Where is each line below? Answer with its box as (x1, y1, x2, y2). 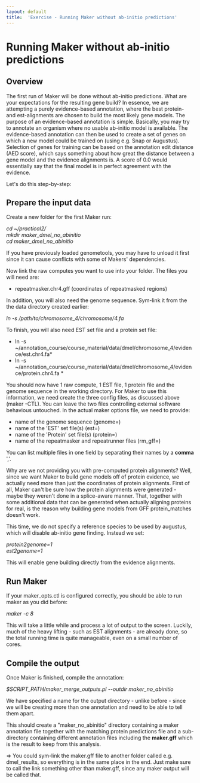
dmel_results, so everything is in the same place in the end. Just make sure (6, 758, 191, 766)
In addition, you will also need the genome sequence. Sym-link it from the (6, 297, 187, 304)
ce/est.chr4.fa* (14, 351, 53, 358)
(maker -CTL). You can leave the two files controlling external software (6, 400, 181, 407)
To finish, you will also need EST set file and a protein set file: (6, 327, 157, 334)
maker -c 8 (6, 610, 34, 617)
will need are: (6, 273, 39, 281)
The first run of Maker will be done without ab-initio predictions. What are (6, 92, 187, 99)
